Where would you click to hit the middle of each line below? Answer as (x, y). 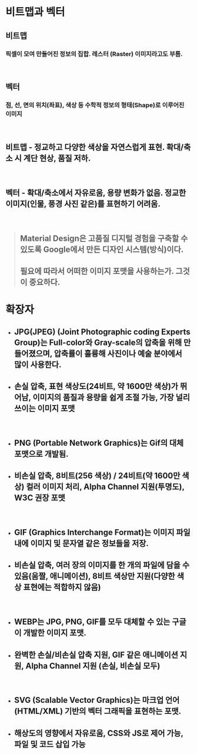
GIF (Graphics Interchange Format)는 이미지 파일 (102, 532)
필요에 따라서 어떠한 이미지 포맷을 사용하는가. (97, 271)
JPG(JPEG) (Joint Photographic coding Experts (102, 332)
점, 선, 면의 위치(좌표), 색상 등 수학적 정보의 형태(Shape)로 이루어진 (95, 105)
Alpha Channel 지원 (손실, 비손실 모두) (93, 666)
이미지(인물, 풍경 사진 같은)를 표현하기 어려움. (83, 204)
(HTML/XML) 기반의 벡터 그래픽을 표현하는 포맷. (98, 711)
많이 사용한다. (38, 365)
